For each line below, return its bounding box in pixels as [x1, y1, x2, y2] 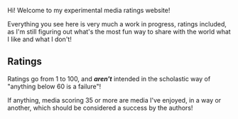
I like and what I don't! [7, 35, 72, 43]
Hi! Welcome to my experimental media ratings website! [7, 6, 171, 14]
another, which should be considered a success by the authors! [7, 103, 193, 112]
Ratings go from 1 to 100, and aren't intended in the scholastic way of [7, 74, 211, 83]
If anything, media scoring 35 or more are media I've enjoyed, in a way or [7, 95, 222, 104]
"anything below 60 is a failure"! [7, 82, 102, 90]
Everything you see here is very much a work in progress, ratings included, [7, 20, 227, 28]
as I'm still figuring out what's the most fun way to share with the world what [7, 28, 231, 36]
